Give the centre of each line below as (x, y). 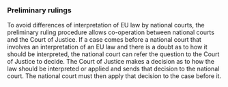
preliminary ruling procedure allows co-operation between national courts (111, 32)
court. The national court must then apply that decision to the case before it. (114, 76)
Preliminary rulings (39, 10)
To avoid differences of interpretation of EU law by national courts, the (106, 25)
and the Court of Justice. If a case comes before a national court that (104, 40)
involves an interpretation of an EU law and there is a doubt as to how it (108, 47)
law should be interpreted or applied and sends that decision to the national (113, 69)
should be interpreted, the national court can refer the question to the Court (113, 54)
